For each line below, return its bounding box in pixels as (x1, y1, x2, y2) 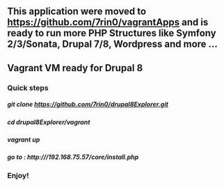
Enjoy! (7, 170, 29, 180)
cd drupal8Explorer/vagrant (7, 118, 90, 126)
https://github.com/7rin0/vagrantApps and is (7, 17, 209, 29)
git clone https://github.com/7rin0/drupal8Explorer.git (7, 100, 169, 109)
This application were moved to (7, 6, 147, 17)
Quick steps (7, 83, 49, 93)
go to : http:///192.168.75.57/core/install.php (7, 153, 139, 161)
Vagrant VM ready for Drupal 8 (7, 62, 143, 74)
